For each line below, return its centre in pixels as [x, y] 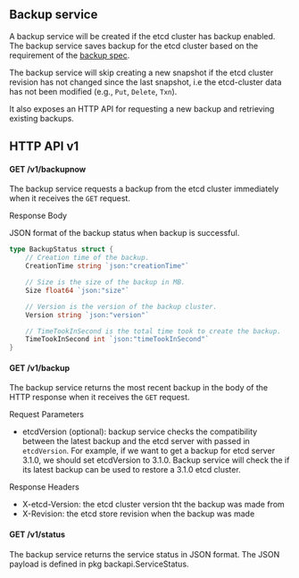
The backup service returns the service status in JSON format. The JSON [145, 554]
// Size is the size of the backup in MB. [105, 282]
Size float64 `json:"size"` [77, 290]
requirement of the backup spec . [70, 55]
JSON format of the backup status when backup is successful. [125, 233]
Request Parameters [47, 415]
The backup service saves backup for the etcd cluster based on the [134, 46]
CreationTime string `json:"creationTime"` [108, 266]
